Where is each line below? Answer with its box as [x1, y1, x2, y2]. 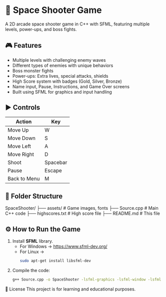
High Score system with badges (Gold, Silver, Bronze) [12, 78, 122, 84]
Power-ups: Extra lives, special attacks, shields [12, 73, 109, 79]
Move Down [7, 135, 36, 142]
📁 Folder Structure [5, 192, 63, 200]
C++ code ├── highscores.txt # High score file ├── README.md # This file [5, 210, 160, 216]
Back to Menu [7, 175, 40, 182]
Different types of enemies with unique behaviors [12, 62, 113, 68]
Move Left [7, 143, 31, 149]
